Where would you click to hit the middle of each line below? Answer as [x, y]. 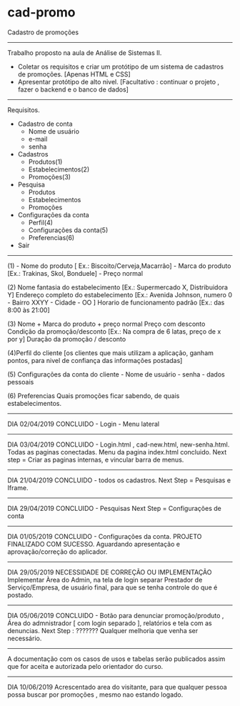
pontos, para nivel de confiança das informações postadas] [95, 360]
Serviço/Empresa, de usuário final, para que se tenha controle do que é [112, 587]
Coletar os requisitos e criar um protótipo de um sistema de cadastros [120, 66]
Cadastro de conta [45, 124]
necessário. [25, 638]
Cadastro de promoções [43, 32]
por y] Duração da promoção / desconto [67, 339]
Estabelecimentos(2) [59, 169]
